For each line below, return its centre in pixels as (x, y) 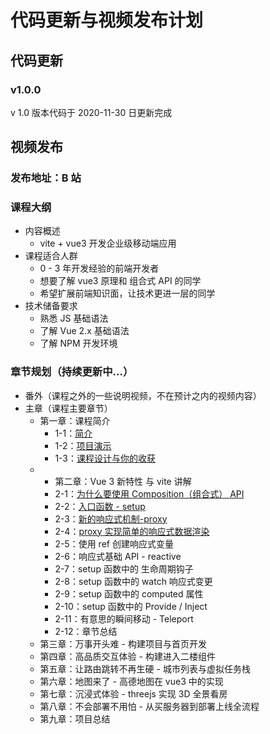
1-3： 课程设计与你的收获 (105, 458)
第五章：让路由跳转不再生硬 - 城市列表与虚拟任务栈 (145, 668)
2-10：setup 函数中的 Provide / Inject (131, 606)
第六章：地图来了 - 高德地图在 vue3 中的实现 (131, 681)
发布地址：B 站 (46, 178)
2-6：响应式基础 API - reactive (118, 556)
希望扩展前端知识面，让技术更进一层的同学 (127, 293)
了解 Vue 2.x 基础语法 (84, 331)
